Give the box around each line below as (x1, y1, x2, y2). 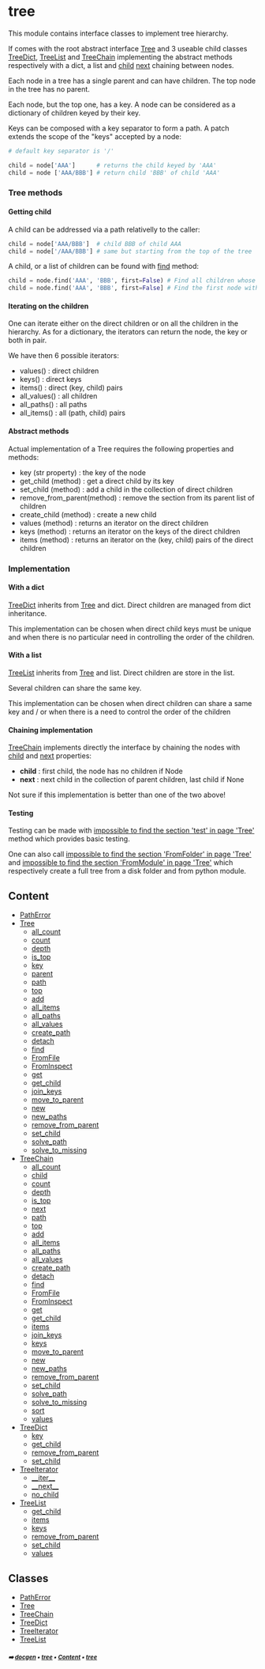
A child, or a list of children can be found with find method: (8, 262, 200, 271)
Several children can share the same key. (8, 683, 142, 693)
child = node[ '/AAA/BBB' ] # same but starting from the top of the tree (8, 247, 252, 255)
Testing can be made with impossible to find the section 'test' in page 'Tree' (8, 825, 255, 836)
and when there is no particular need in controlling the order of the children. (8, 632, 255, 642)
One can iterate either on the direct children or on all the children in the (8, 319, 239, 328)
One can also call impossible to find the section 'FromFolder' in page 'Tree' (8, 849, 252, 859)
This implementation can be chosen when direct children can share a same (8, 698, 252, 708)
